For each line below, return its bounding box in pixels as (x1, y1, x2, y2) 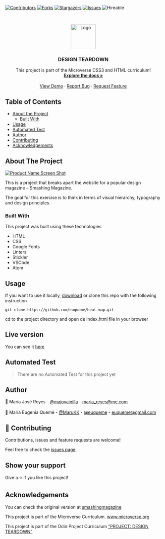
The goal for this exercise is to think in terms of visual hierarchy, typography (5, 194, 161, 200)
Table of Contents (5, 97, 62, 106)
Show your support (5, 461, 66, 469)
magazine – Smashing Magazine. (5, 184, 73, 191)
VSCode (12, 260, 30, 266)
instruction (5, 298, 27, 304)
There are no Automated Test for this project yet (17, 371, 116, 377)
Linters (12, 249, 27, 255)
